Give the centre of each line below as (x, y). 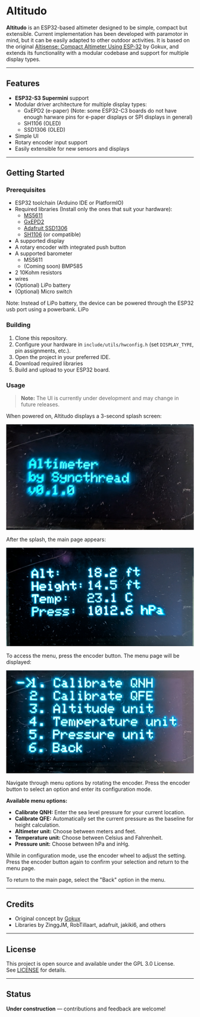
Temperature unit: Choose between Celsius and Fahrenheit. (89, 838)
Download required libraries (49, 363)
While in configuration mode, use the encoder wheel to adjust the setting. (96, 856)
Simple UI (26, 136)
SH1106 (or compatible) (52, 234)
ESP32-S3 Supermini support (52, 98)
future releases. (40, 404)
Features (23, 84)
